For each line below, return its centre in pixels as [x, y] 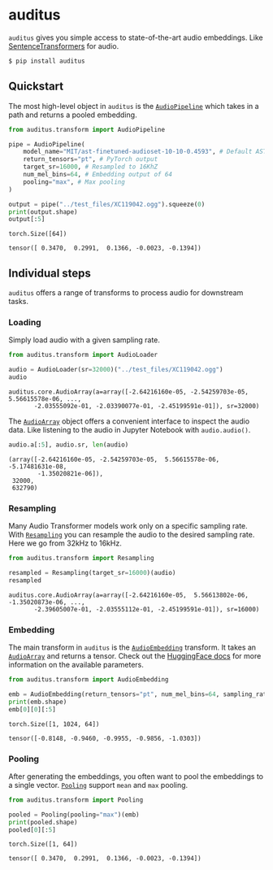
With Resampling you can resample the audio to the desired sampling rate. [132, 535]
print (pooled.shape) [43, 822]
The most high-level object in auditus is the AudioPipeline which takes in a [134, 106]
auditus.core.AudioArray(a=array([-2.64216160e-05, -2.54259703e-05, [129, 392]
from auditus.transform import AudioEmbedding [89, 680]
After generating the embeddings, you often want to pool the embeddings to [136, 776]
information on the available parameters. [76, 665]
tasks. [19, 302]
